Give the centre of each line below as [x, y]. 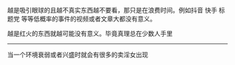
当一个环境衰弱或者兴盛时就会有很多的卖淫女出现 [78, 55]
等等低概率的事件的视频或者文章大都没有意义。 [88, 19]
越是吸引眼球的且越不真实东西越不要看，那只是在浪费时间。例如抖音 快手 [112, 10]
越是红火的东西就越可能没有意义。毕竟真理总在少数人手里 [90, 34]
